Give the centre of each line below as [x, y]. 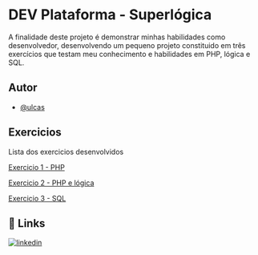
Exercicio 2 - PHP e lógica [51, 183]
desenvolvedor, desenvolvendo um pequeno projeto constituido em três [127, 45]
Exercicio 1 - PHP [37, 167]
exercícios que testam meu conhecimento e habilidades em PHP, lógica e [129, 54]
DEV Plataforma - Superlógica [110, 15]
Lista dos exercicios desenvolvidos [66, 152]
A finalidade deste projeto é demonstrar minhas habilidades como [117, 37]
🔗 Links [27, 223]
